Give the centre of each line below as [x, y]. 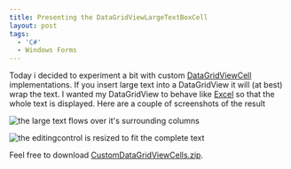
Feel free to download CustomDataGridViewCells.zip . [106, 155]
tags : [19, 34]
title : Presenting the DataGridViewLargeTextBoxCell [109, 17]
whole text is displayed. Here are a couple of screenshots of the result [138, 104]
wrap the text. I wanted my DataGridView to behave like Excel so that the [142, 95]
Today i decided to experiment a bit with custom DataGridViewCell [130, 75]
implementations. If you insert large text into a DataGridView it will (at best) [146, 85]
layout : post [33, 26]
